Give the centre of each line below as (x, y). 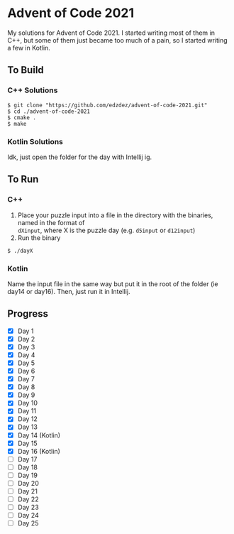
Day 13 (27, 427)
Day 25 (28, 523)
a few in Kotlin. (29, 48)
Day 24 (28, 516)
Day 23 (28, 507)
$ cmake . (22, 118)
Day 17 (27, 459)
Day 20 (28, 483)
